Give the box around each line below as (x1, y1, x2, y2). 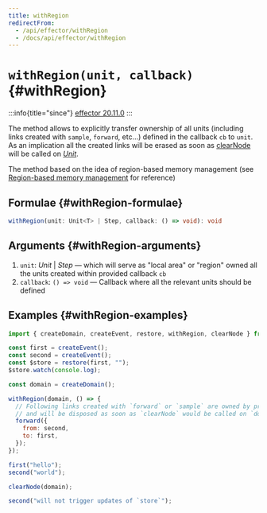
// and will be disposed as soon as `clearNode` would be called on (15, 410, 247, 418)
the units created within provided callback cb (19, 268, 167, 278)
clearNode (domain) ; (8, 483, 73, 491)
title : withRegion (8, 11, 69, 20)
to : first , (22, 432, 59, 440)
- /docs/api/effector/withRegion (15, 33, 126, 42)
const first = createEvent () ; (8, 344, 109, 352)
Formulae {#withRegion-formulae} (8, 196, 184, 209)
